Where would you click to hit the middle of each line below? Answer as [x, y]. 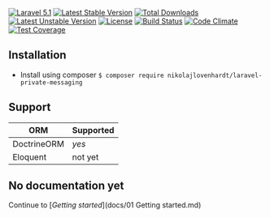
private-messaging [51, 82]
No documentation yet [66, 186]
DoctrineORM [39, 143]
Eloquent [30, 156]
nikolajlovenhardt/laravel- [215, 75]
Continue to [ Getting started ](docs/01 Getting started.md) [105, 205]
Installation [37, 56]
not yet [85, 156]
